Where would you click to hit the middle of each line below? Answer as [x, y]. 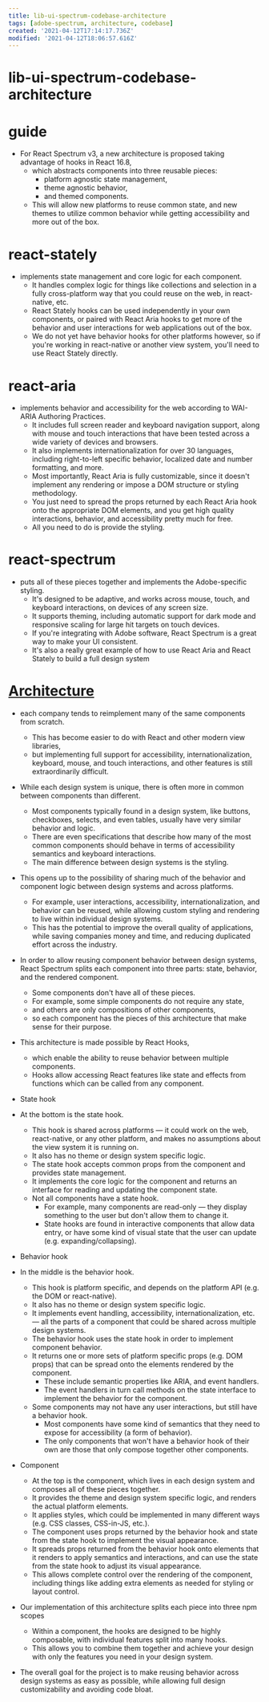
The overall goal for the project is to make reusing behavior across [129, 1672]
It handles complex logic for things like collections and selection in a [144, 285]
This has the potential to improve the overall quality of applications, [143, 928]
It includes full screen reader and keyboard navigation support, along [146, 425]
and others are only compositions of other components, [124, 1010]
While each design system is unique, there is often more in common [132, 787]
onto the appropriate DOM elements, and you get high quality [133, 510]
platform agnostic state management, [106, 179]
